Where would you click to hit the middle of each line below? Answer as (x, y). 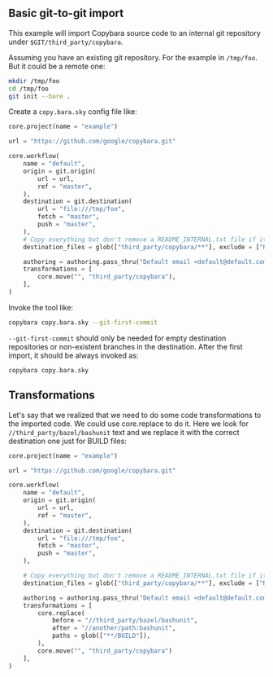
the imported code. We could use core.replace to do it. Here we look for (129, 424)
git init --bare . (39, 96)
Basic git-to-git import (66, 13)
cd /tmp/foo (28, 89)
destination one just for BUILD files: (68, 441)
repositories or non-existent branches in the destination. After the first (126, 346)
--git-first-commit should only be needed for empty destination (117, 338)
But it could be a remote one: (57, 66)
